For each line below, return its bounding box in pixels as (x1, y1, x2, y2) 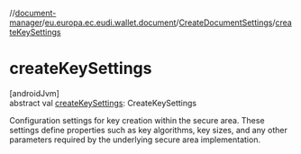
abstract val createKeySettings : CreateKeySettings (9, 97, 196, 108)
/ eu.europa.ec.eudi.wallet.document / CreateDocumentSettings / (41, 17, 276, 28)
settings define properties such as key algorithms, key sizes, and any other (9, 124, 288, 135)
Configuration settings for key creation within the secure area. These (9, 114, 265, 125)
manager (9, 17, 42, 28)
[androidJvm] (9, 87, 60, 98)
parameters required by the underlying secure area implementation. (9, 134, 261, 145)
